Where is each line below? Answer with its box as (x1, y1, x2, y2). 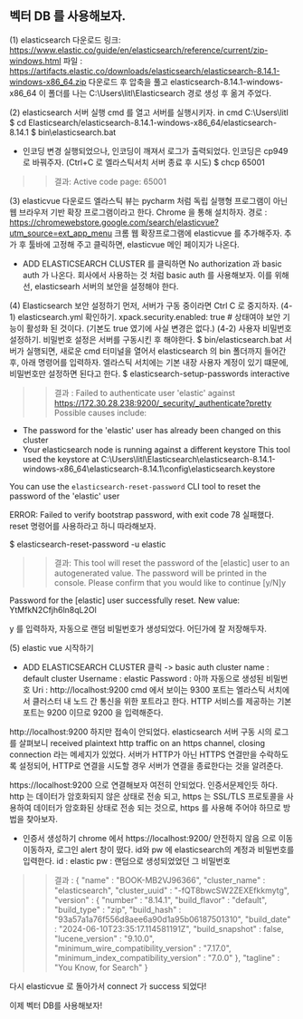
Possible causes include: (53, 407, 147, 418)
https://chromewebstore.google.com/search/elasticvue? (9, 217, 219, 228)
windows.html (9, 55, 62, 66)
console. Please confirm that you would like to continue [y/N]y (53, 577, 287, 587)
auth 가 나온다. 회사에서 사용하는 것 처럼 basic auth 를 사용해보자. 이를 (22, 269, 273, 280)
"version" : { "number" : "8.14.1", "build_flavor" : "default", (53, 894, 268, 905)
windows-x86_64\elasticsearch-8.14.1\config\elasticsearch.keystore (22, 463, 276, 474)
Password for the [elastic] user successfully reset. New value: (9, 595, 241, 606)
